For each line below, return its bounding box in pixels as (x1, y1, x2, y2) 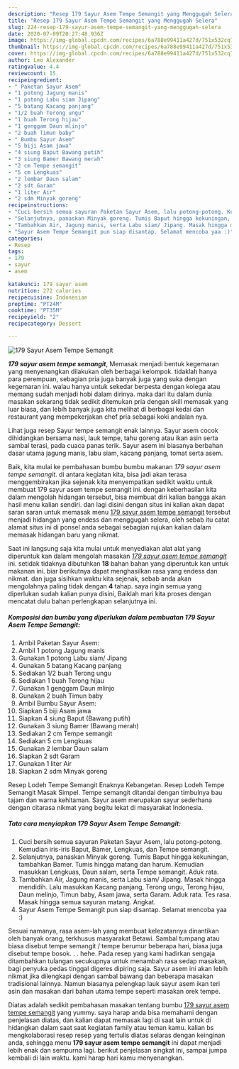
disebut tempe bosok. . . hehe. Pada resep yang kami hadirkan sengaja (8, 949, 216, 958)
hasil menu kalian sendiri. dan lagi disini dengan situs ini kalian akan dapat (8, 500, 225, 508)
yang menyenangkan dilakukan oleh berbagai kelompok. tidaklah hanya (8, 367, 217, 375)
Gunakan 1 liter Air (18, 759, 72, 767)
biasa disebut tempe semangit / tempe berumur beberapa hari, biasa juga (8, 941, 223, 950)
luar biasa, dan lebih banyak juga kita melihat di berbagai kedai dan (8, 405, 204, 413)
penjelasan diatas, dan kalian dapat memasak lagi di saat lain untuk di (8, 1016, 211, 1024)
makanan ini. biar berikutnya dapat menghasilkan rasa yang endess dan (8, 566, 218, 575)
